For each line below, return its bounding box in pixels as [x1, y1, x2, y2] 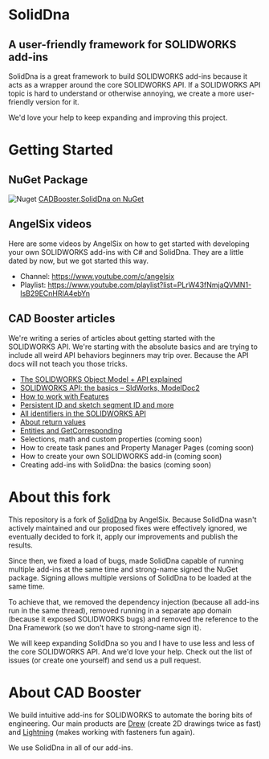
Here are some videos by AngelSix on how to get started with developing [8, 239, 251, 248]
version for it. [35, 97, 80, 106]
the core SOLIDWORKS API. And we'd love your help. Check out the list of [8, 646, 253, 656]
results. [8, 540, 34, 550]
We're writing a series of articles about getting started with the [8, 333, 215, 343]
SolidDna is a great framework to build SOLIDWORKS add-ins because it [8, 72, 247, 81]
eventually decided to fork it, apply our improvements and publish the [8, 531, 238, 541]
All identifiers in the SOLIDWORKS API [19, 408, 146, 418]
